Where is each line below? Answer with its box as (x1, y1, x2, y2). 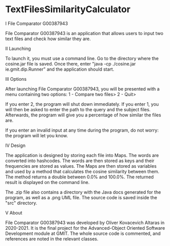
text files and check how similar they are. (5, 36, 91, 42)
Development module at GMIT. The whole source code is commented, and (5, 230, 161, 236)
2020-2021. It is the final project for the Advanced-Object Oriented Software (5, 225, 165, 231)
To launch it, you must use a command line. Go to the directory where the (5, 55, 159, 61)
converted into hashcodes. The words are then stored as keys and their (5, 158, 155, 164)
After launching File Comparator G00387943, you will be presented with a (5, 85, 160, 92)
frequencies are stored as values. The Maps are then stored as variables (5, 163, 157, 169)
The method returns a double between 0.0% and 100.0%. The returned (5, 174, 154, 180)
